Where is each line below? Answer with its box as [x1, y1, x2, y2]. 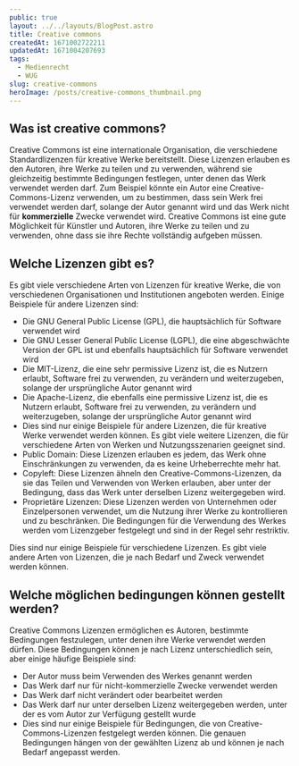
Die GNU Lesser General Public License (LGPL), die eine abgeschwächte [21, 335, 290, 346]
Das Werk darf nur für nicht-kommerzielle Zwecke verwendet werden [21, 680, 278, 691]
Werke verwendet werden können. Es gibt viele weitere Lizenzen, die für [21, 430, 289, 441]
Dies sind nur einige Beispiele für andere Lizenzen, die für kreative [21, 421, 267, 432]
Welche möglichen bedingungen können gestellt [9, 587, 286, 602]
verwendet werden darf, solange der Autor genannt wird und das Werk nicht [9, 202, 290, 213]
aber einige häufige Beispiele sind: [9, 653, 137, 664]
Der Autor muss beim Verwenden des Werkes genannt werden [21, 670, 253, 681]
